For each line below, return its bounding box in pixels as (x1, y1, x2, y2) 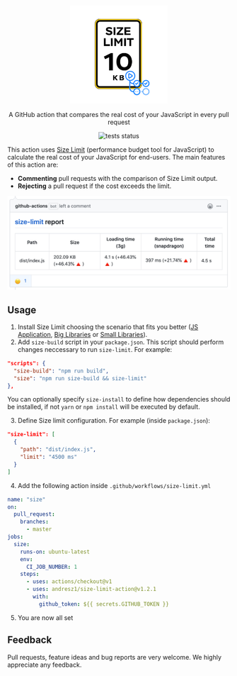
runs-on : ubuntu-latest (20, 548, 91, 555)
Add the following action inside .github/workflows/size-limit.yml (17, 481, 211, 489)
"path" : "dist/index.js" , (20, 446, 97, 453)
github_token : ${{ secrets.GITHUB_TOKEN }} (38, 600, 170, 608)
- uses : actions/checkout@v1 (25, 578, 112, 585)
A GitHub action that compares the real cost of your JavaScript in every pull (8, 111, 229, 118)
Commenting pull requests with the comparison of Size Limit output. (17, 174, 218, 182)
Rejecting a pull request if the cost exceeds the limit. (17, 182, 172, 190)
